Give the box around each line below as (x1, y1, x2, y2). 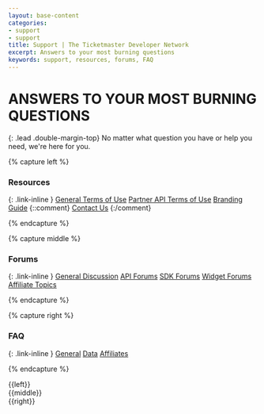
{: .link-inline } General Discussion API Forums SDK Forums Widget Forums (8, 271, 252, 282)
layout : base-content (8, 11, 80, 20)
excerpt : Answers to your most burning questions (8, 48, 175, 56)
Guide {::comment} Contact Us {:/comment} (8, 203, 152, 213)
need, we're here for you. (8, 141, 91, 151)
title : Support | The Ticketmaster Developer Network (8, 41, 190, 49)
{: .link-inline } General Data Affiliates (8, 348, 129, 358)
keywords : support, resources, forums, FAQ (8, 56, 154, 64)
